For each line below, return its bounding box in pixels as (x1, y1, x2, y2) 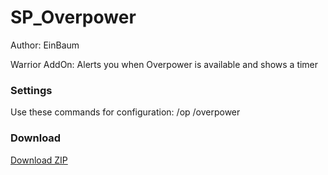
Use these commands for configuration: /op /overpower (10, 106, 241, 118)
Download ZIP (10, 154, 68, 166)
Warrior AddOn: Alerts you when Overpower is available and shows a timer (10, 58, 319, 70)
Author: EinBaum (10, 39, 80, 51)
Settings (10, 83, 53, 97)
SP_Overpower (10, 6, 137, 29)
